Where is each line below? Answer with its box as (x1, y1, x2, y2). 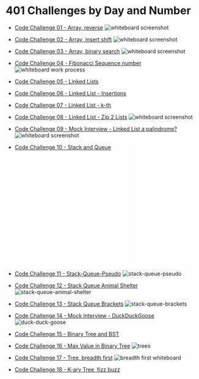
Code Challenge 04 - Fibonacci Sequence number (14, 59, 142, 67)
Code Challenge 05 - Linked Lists (14, 78, 99, 85)
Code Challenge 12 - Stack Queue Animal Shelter (14, 282, 139, 289)
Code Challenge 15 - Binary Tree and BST (14, 330, 120, 337)
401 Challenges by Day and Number (5, 4, 192, 18)
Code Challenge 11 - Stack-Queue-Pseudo (14, 270, 121, 277)
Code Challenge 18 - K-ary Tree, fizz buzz (14, 366, 120, 373)
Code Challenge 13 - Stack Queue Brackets (14, 300, 124, 307)
